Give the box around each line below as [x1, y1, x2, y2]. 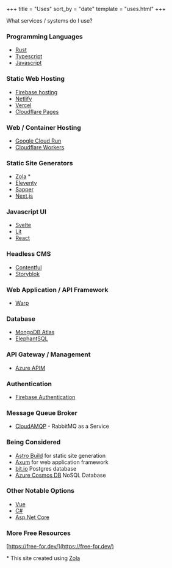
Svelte [15, 222, 32, 229]
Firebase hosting [15, 88, 58, 95]
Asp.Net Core [15, 514, 50, 521]
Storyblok [15, 270, 40, 277]
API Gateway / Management [6, 350, 91, 359]
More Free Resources [6, 529, 71, 537]
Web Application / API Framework [6, 285, 109, 294]
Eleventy [15, 179, 38, 187]
